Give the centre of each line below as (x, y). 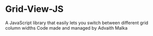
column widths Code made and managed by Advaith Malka (66, 28)
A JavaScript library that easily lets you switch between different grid (77, 23)
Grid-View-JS (34, 9)
